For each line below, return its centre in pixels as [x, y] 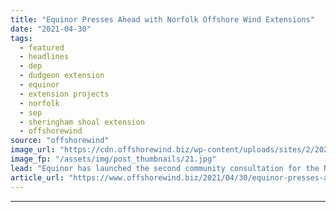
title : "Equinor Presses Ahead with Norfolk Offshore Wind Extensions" [162, 19]
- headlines [44, 57]
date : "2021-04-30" [51, 29]
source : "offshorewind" [60, 141]
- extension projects [64, 94]
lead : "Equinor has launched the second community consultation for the [165, 168]
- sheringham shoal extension [82, 122]
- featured [42, 47]
